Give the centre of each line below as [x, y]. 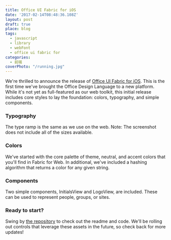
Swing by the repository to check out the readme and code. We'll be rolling [84, 221]
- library [20, 43]
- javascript [24, 39]
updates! [15, 232]
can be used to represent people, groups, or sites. [58, 197]
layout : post [19, 19]
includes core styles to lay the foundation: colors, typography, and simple [82, 98]
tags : [11, 34]
